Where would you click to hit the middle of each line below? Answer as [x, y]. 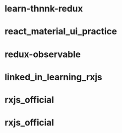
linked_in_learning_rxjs [54, 77]
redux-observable [43, 54]
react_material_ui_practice [61, 32]
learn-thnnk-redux [44, 9]
